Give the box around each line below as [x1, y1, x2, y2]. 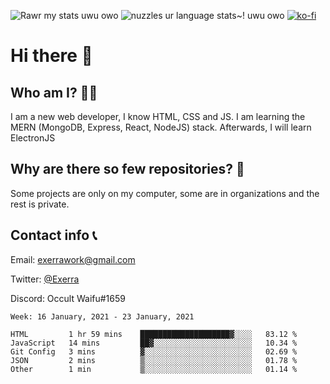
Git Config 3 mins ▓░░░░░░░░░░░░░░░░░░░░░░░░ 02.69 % [10, 346, 298, 357]
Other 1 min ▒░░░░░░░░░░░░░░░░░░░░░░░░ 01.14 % [10, 364, 298, 374]
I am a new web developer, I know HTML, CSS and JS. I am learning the [10, 111, 306, 122]
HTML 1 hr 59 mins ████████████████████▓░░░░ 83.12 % [10, 329, 298, 339]
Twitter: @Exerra [10, 273, 80, 285]
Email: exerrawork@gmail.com [10, 253, 136, 265]
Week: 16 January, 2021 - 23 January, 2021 [10, 311, 195, 322]
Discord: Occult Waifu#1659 [10, 292, 126, 304]
